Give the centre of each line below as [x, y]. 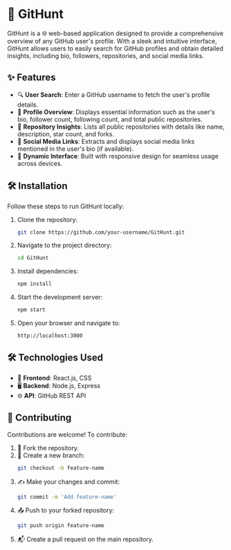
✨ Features [31, 78]
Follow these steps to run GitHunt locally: [66, 206]
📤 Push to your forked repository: [66, 511]
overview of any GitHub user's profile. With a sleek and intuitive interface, [112, 41]
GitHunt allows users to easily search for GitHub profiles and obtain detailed [115, 48]
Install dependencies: [48, 271]
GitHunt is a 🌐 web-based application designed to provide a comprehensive [115, 33]
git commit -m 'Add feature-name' [67, 497]
